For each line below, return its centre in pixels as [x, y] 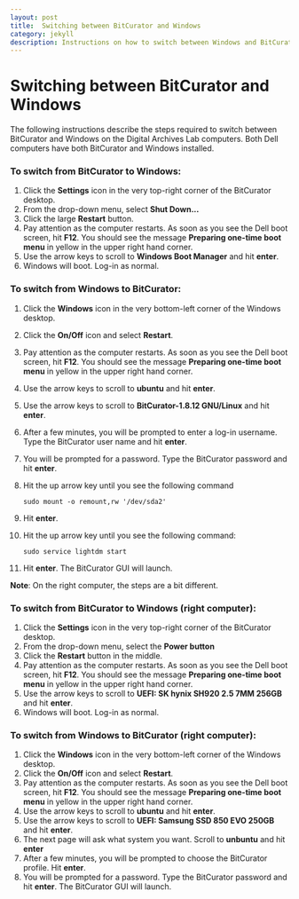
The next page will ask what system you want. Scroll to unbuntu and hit [154, 840]
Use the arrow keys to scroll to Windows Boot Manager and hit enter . [151, 256]
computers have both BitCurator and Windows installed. [112, 148]
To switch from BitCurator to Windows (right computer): [133, 608]
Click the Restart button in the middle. [93, 656]
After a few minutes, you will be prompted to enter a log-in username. [150, 432]
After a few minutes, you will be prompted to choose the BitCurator [145, 858]
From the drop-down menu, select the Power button [119, 647]
